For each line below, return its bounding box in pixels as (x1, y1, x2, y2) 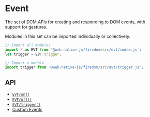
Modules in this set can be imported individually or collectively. (5, 33, 131, 39)
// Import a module (5, 60, 45, 65)
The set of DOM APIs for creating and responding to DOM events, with (5, 19, 146, 25)
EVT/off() (12, 97, 32, 102)
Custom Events (12, 107, 43, 113)
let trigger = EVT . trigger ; (5, 52, 62, 57)
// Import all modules (5, 43, 51, 47)
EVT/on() (12, 92, 30, 97)
